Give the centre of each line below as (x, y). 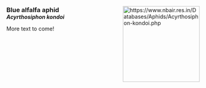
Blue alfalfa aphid (33, 10)
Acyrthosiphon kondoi (36, 17)
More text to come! (30, 29)
